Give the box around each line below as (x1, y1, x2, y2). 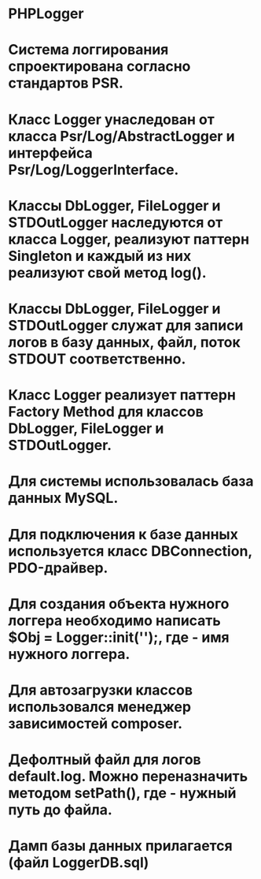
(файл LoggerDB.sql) (8, 854, 149, 872)
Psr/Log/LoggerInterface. (8, 161, 179, 178)
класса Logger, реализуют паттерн (8, 230, 250, 248)
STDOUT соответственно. (8, 350, 186, 367)
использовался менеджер (8, 698, 191, 716)
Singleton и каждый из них (8, 247, 192, 265)
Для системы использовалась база (8, 472, 254, 490)
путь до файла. (8, 801, 112, 819)
